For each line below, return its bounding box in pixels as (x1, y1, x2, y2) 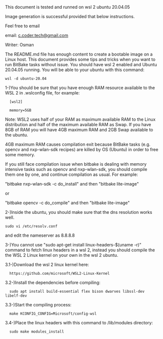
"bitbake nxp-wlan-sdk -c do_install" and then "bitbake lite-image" (5, 181, 139, 187)
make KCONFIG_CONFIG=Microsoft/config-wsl (9, 311, 97, 316)
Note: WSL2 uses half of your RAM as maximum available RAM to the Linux (5, 116, 156, 122)
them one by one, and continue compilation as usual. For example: (5, 171, 138, 177)
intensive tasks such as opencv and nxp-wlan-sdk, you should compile (5, 167, 147, 172)
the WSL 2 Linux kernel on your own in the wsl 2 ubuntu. (5, 252, 118, 258)
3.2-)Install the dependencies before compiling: (5, 280, 101, 285)
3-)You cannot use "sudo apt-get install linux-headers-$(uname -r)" (5, 242, 142, 247)
